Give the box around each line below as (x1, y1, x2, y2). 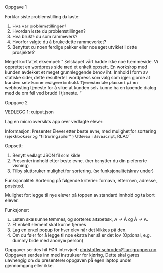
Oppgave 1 (5, 4, 27, 10)
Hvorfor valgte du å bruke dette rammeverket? (12, 39, 107, 45)
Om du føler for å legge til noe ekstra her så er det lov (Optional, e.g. (12, 232, 151, 238)
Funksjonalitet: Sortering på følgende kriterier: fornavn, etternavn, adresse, (5, 178, 157, 183)
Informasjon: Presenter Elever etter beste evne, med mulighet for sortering (5, 128, 156, 134)
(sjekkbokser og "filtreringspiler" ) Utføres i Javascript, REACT (5, 134, 131, 139)
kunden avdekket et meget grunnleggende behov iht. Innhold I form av (5, 69, 148, 75)
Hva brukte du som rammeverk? (12, 34, 78, 39)
